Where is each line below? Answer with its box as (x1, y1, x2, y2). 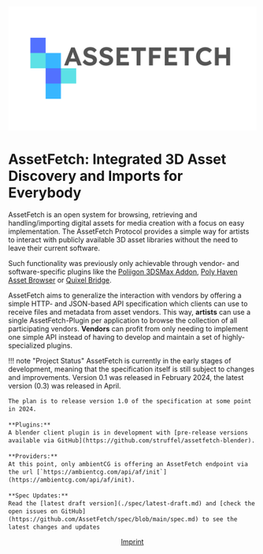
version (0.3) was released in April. (8, 381, 121, 390)
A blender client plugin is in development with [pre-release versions (8, 428, 248, 437)
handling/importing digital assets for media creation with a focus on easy (8, 218, 245, 227)
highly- (222, 332, 246, 342)
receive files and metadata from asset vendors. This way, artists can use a (8, 307, 251, 316)
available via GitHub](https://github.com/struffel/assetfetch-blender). (8, 436, 256, 445)
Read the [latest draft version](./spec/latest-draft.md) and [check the (8, 499, 256, 508)
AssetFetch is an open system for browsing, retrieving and (8, 209, 198, 219)
